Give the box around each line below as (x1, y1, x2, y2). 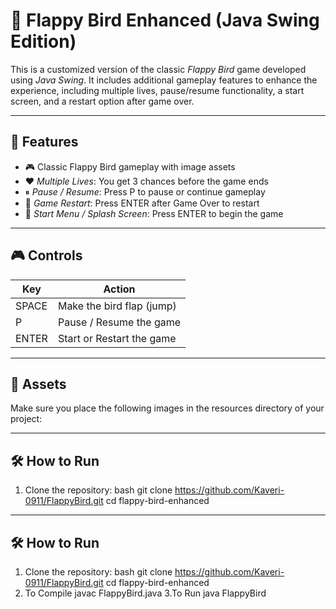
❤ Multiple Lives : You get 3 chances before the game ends (24, 175, 269, 187)
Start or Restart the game (57, 331, 177, 345)
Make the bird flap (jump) (57, 299, 177, 313)
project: (10, 413, 43, 425)
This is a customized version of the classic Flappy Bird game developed (10, 63, 307, 75)
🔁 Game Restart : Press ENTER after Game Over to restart (24, 197, 260, 209)
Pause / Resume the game (57, 315, 182, 329)
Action (103, 282, 136, 296)
